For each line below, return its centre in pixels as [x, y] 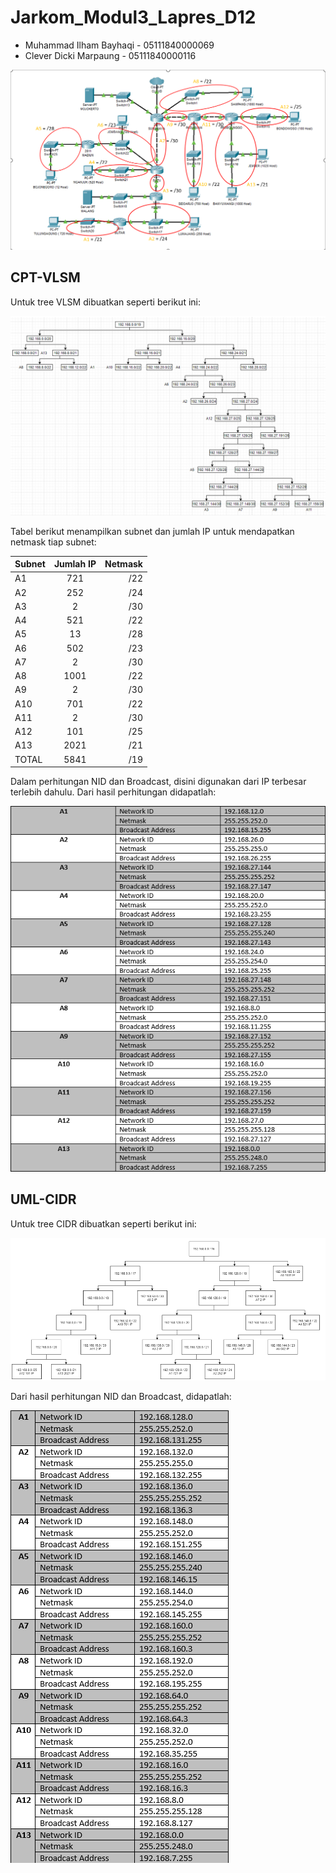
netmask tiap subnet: [53, 542]
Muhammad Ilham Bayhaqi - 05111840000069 [119, 45]
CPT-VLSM [45, 277]
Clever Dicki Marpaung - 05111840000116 [110, 55]
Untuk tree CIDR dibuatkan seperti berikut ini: [103, 1223]
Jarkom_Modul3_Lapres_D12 [133, 17]
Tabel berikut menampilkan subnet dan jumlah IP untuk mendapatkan [152, 531]
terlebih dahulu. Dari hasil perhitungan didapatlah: [113, 792]
